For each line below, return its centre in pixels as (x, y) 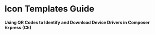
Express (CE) (18, 27)
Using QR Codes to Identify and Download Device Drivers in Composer (77, 22)
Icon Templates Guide (50, 9)
